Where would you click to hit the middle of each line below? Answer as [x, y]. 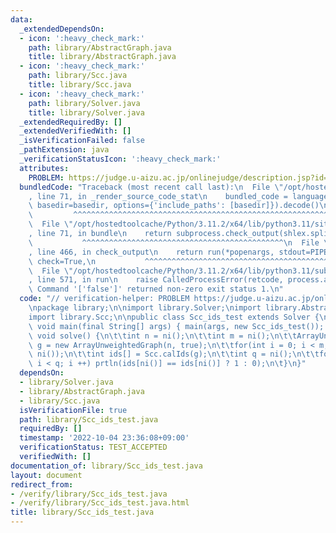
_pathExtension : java [64, 150]
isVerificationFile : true [73, 410]
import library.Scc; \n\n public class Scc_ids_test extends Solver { [174, 317]
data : [21, 19]
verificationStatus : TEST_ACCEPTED [93, 447]
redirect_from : [42, 484]
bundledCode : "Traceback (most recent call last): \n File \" [151, 187]
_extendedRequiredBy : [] [71, 122]
